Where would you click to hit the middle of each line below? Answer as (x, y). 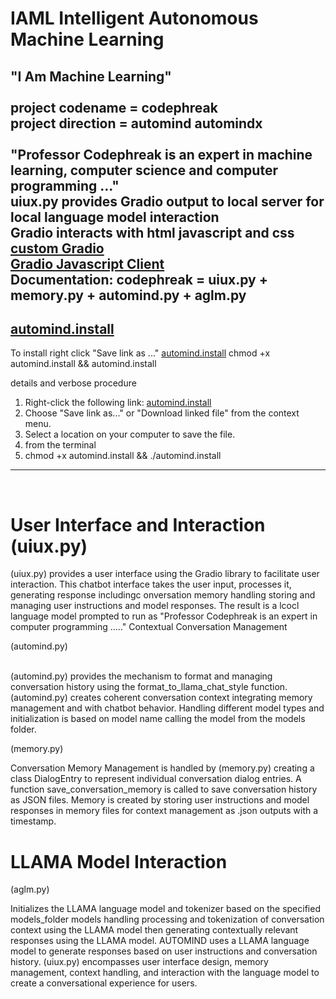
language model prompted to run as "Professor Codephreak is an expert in (164, 616)
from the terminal (60, 445)
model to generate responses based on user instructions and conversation (164, 951)
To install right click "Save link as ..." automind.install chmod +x (140, 353)
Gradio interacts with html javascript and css (152, 232)
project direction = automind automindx (136, 123)
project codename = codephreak (114, 107)
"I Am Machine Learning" (91, 76)
